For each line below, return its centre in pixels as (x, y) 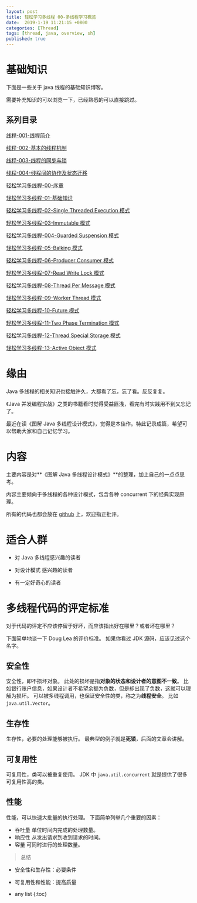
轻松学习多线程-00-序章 (35, 185)
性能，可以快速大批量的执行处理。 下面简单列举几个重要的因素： (84, 817)
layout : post (22, 11)
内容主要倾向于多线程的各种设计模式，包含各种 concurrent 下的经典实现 (93, 494)
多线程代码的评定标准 (58, 608)
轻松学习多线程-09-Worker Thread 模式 (54, 298)
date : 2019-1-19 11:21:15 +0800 (47, 22)
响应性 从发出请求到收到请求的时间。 (59, 837)
